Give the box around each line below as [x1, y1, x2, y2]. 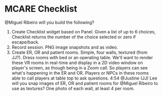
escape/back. [11, 39, 40, 45]
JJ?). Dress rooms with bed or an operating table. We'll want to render [11, 54, 153, 60]
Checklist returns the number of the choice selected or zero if [11, 34, 136, 40]
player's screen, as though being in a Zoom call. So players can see [11, 64, 148, 71]
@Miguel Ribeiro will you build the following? [4, 19, 95, 25]
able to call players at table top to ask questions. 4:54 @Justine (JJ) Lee [11, 75, 157, 81]
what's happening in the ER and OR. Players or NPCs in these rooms [11, 70, 149, 76]
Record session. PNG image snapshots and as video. [11, 44, 118, 50]
